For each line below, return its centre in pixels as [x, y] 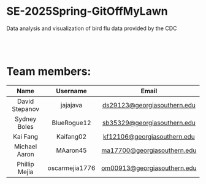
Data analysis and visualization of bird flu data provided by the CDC [92, 28]
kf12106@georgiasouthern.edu [149, 136]
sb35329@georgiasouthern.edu [149, 123]
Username [71, 91]
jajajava [71, 105]
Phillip [26, 164]
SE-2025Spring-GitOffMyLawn [87, 11]
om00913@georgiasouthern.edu [149, 168]
